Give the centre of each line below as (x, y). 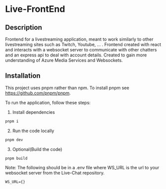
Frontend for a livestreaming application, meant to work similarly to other (79, 39)
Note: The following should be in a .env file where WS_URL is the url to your (82, 168)
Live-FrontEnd (35, 9)
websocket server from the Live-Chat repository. (55, 173)
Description (24, 27)
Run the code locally (33, 131)
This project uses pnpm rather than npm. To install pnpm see (67, 88)
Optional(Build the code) (37, 149)
